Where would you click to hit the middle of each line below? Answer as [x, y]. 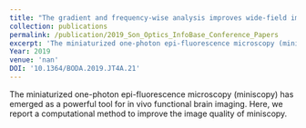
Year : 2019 [30, 52]
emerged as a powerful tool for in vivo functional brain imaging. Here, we [147, 103]
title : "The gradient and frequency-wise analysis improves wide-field [148, 18]
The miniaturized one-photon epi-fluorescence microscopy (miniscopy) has [152, 94]
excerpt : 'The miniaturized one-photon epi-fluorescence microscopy [142, 43]
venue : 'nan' [34, 60]
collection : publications [58, 26]
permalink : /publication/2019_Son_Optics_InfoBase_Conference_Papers [144, 34]
